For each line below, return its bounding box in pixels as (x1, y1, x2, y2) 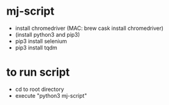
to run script (6, 65, 70, 79)
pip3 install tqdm (15, 44, 58, 51)
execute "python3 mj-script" (15, 92, 87, 99)
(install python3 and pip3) (15, 31, 81, 38)
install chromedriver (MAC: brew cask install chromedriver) (15, 24, 164, 32)
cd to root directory (15, 85, 64, 93)
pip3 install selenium (15, 37, 67, 45)
